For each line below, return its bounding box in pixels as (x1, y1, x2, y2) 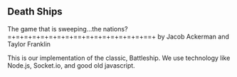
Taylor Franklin (7, 39, 51, 48)
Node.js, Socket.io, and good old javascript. (7, 61, 135, 70)
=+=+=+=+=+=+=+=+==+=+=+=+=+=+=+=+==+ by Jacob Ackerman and (7, 32, 229, 41)
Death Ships (7, 6, 63, 18)
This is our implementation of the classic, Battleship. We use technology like (7, 53, 231, 62)
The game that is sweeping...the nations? (7, 24, 128, 33)
